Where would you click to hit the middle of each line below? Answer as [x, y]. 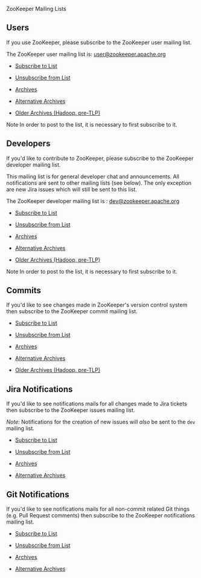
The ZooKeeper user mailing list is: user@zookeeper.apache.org [86, 54]
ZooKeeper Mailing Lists [36, 9]
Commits [24, 291]
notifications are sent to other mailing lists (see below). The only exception [99, 183]
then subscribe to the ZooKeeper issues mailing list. [71, 410]
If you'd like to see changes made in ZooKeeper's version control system [97, 305]
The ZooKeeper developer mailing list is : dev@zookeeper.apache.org [93, 201]
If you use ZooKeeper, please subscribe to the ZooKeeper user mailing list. [99, 42]
